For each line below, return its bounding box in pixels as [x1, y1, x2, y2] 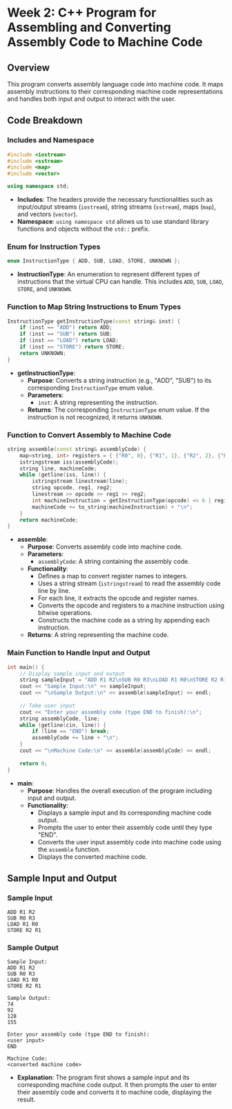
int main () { [7, 663, 45, 671]
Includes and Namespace [7, 135, 95, 145]
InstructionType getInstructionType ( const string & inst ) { [7, 318, 181, 325]
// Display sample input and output [19, 670, 126, 677]
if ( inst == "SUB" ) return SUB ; [19, 330, 113, 338]
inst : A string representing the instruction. [37, 398, 159, 406]
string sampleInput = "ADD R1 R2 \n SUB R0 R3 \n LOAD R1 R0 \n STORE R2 [19, 676, 217, 683]
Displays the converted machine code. [37, 852, 148, 861]
